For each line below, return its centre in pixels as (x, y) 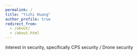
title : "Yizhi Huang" (28, 14)
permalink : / (19, 10)
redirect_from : (21, 24)
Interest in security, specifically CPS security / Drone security (69, 47)
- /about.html (25, 33)
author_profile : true (28, 19)
